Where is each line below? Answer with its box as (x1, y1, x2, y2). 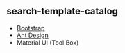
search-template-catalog (6, 6, 119, 17)
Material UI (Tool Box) (16, 38, 79, 47)
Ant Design (16, 31, 49, 39)
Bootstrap (16, 23, 45, 32)
